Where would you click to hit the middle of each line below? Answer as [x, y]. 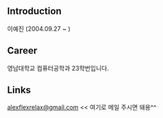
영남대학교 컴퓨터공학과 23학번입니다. [58, 68]
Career [22, 51]
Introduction [35, 11]
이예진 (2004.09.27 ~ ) [39, 28]
